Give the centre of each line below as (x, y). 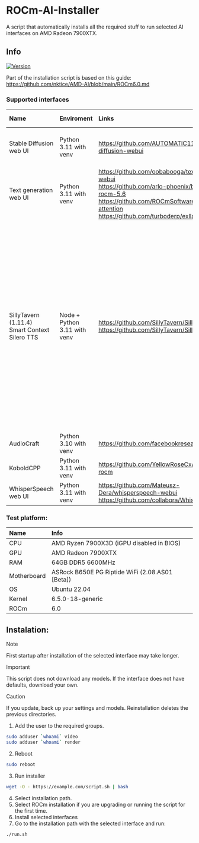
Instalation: (28, 630)
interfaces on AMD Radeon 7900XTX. (52, 33)
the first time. (31, 811)
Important (18, 667)
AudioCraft (24, 443)
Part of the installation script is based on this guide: (69, 77)
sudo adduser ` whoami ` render (44, 743)
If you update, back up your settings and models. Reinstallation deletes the (97, 708)
